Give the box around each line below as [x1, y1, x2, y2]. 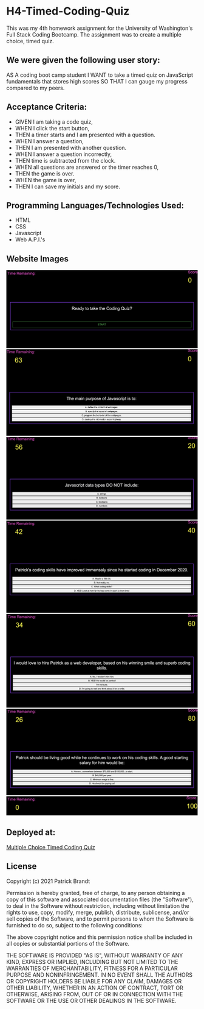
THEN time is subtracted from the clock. [15, 157, 116, 164]
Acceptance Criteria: [6, 102, 87, 112]
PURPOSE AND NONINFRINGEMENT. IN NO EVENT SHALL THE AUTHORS [6, 971, 193, 979]
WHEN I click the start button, [15, 124, 90, 132]
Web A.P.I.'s [15, 236, 46, 243]
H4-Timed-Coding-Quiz [6, 4, 130, 18]
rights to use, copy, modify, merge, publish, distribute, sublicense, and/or [6, 908, 189, 916]
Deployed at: [6, 827, 56, 838]
